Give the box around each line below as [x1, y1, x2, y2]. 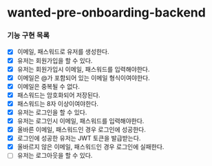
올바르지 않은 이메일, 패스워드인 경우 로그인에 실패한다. [17, 143, 165, 151]
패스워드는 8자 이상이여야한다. [17, 99, 98, 107]
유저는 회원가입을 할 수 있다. [17, 56, 93, 65]
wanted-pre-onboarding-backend [7, 5, 206, 21]
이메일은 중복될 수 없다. [17, 82, 81, 90]
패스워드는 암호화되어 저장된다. [17, 91, 101, 99]
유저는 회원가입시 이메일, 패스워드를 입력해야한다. [17, 65, 150, 73]
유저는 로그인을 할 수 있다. [17, 108, 87, 116]
